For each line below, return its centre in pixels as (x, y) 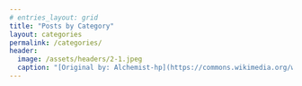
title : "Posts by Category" (62, 26)
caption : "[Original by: (64, 68)
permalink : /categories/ (56, 43)
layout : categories (46, 34)
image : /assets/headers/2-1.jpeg (80, 59)
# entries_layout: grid (54, 17)
